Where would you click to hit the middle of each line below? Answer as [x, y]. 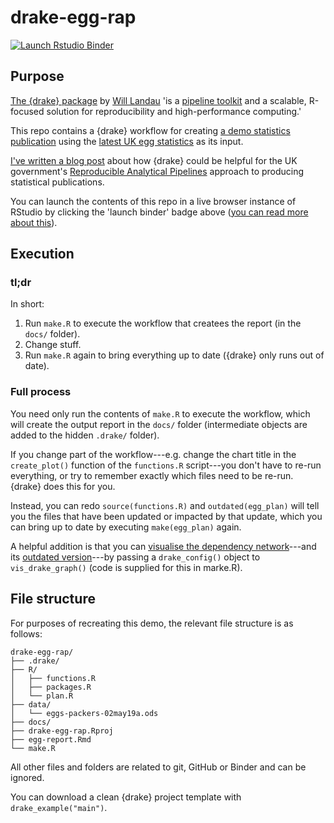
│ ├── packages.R [51, 687]
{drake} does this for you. [63, 486]
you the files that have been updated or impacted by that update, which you [166, 516]
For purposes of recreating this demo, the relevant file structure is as [152, 623]
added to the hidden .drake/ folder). [85, 435]
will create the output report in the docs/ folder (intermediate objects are [159, 424]
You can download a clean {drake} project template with [126, 797]
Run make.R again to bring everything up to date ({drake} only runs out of [174, 355]
